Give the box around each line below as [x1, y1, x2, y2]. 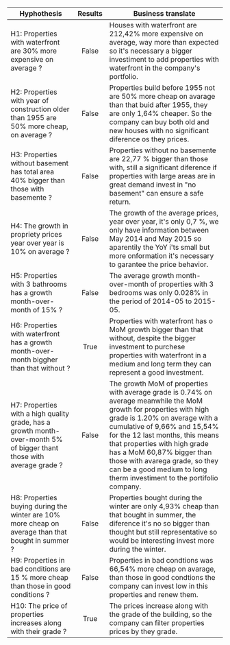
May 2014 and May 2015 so [109, 234, 202, 243]
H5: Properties [10, 271, 57, 280]
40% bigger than [10, 176, 65, 185]
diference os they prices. [109, 134, 190, 143]
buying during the [10, 502, 68, 511]
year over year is [10, 238, 64, 248]
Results [77, 9, 103, 18]
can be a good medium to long [109, 465, 207, 474]
